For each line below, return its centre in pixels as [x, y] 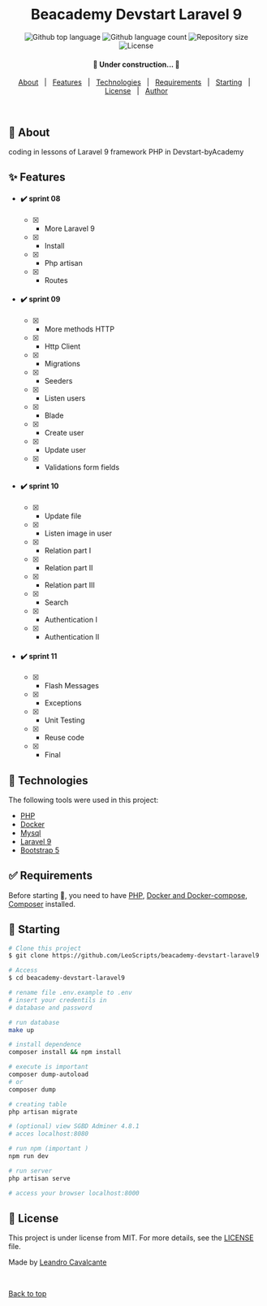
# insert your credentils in [58, 1000]
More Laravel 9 [70, 228]
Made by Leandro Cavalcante [58, 1262]
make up [22, 1030]
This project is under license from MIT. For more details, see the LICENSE [131, 1238]
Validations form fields [82, 467]
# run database [34, 1022]
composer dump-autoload [49, 1074]
